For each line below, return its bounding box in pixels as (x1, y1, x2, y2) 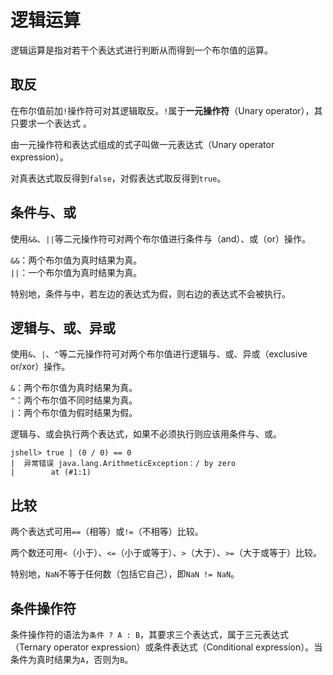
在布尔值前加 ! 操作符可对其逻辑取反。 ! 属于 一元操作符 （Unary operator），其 (10, 104, 323, 116)
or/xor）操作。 (10, 361, 71, 373)
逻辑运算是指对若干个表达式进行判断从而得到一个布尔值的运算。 (10, 44, 273, 56)
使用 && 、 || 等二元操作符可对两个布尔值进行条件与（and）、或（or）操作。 (10, 232, 312, 245)
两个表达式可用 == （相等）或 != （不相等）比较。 (10, 526, 204, 538)
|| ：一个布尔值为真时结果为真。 (10, 266, 143, 278)
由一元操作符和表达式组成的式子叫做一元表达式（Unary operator (10, 138, 275, 150)
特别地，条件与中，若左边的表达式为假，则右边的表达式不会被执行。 (10, 287, 291, 300)
